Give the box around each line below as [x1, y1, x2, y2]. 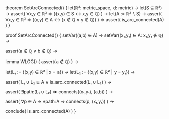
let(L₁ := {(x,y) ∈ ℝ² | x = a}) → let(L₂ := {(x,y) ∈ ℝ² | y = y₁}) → [5, 69, 135, 75]
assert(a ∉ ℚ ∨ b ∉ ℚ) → [5, 48, 58, 54]
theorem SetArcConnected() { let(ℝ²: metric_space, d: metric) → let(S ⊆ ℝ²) [5, 5, 162, 11]
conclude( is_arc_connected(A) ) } [5, 108, 76, 114]
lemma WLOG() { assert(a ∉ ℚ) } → [5, 58, 79, 65]
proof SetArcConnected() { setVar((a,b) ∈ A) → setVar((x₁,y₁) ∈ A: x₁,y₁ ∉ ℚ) [5, 32, 164, 38]
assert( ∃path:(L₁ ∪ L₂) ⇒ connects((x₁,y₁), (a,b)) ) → [5, 89, 114, 95]
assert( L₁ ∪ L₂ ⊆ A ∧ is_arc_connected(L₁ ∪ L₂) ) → [5, 79, 112, 85]
